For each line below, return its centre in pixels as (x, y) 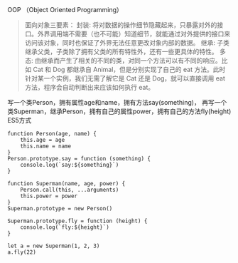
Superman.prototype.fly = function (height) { (77, 221)
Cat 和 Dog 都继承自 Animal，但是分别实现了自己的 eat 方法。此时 (129, 69)
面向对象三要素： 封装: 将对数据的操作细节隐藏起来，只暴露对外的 (121, 25)
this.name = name (46, 146)
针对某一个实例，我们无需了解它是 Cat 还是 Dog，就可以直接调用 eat (125, 78)
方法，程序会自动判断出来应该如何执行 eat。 (90, 87)
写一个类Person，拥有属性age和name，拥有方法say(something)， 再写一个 (117, 102)
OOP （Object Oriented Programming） (65, 10)
